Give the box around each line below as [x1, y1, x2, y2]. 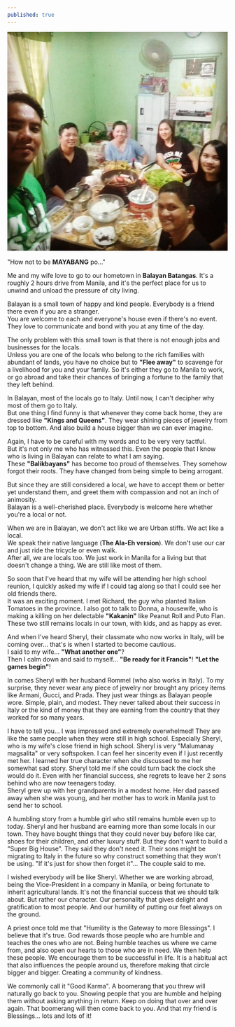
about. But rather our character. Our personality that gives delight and [7, 895, 208, 904]
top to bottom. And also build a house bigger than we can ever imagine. [7, 424, 213, 432]
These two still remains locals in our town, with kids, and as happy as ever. [7, 620, 222, 628]
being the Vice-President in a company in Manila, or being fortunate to [7, 881, 211, 889]
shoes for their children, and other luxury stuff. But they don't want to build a [7, 837, 228, 846]
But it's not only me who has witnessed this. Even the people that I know [7, 445, 216, 453]
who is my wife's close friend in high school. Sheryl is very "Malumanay [7, 742, 215, 750]
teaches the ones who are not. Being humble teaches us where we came [7, 939, 217, 947]
